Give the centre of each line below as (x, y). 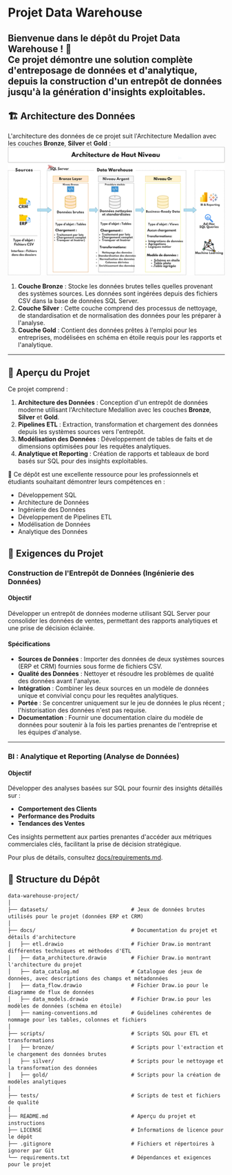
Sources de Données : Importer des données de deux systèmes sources (121, 659)
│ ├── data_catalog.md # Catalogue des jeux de (105, 972)
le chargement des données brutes (57, 1054)
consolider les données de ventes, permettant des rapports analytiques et (113, 621)
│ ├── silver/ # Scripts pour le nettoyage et (116, 1061)
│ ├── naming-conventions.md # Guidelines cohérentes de (110, 1013)
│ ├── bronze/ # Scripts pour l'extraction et (116, 1048)
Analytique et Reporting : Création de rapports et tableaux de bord (113, 454)
